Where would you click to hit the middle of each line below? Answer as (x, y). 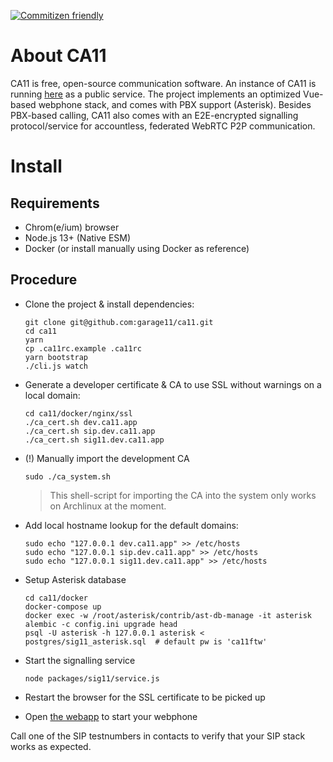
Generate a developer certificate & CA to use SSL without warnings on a (173, 384)
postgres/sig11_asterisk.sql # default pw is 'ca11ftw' (146, 641)
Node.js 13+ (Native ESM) (78, 237)
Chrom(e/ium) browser (72, 227)
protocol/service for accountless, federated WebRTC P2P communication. (163, 126)
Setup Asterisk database (75, 579)
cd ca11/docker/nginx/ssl (78, 413)
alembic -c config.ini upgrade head (101, 624)
